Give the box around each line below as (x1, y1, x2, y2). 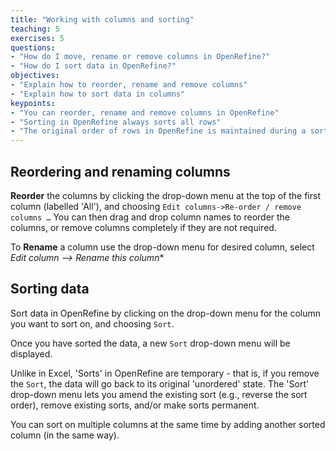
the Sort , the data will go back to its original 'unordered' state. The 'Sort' (10, 377, 310, 390)
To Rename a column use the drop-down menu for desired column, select (10, 241, 315, 253)
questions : (10, 42, 56, 53)
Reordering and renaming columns (10, 163, 231, 180)
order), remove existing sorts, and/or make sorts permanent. (10, 399, 260, 411)
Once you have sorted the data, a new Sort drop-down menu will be (10, 337, 291, 349)
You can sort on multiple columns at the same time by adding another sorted (10, 418, 326, 430)
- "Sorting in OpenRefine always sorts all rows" (10, 117, 222, 127)
